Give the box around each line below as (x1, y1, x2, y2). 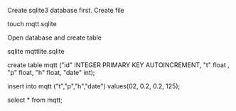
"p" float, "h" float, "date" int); (7, 69, 95, 76)
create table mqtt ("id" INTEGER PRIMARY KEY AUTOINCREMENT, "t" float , (7, 61, 230, 69)
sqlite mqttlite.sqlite (7, 47, 65, 55)
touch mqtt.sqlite (7, 20, 57, 28)
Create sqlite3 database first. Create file (7, 6, 124, 14)
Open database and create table (7, 33, 102, 42)
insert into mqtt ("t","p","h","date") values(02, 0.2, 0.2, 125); (7, 82, 181, 90)
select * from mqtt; (7, 95, 63, 104)
